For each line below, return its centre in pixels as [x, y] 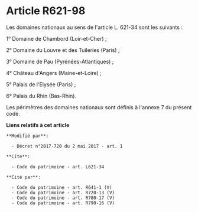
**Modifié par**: [27, 136]
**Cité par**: [24, 177]
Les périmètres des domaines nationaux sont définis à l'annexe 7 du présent [99, 107]
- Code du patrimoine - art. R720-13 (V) [63, 193]
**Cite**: [18, 156]
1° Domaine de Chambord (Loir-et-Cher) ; [57, 38]
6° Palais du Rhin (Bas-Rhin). [41, 96]
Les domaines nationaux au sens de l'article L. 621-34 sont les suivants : [95, 27]
